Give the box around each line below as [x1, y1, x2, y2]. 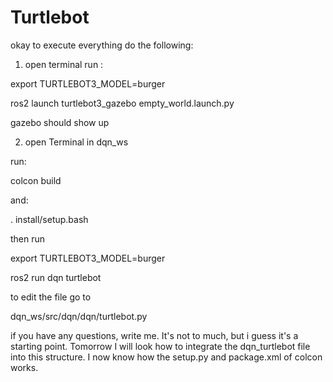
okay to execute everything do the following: [10, 39, 194, 51]
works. [10, 361, 39, 373]
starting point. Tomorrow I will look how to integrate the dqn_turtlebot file [10, 340, 311, 352]
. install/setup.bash [10, 213, 89, 225]
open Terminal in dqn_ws [24, 136, 129, 148]
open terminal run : [24, 58, 104, 70]
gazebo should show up [10, 116, 110, 128]
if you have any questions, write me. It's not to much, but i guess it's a [10, 329, 299, 341]
